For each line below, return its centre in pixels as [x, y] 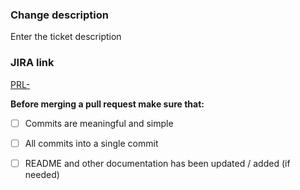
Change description [59, 15]
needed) [42, 174]
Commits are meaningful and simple [99, 123]
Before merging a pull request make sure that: [107, 104]
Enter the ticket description [66, 37]
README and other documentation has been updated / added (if [157, 163]
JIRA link [32, 63]
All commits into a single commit [91, 143]
